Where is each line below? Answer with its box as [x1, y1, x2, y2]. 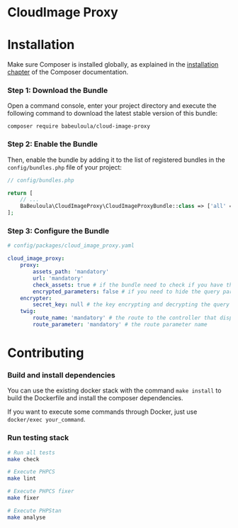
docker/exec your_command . [7, 415, 86, 424]
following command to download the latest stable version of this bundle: [7, 109, 218, 118]
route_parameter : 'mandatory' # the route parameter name [33, 321, 208, 329]
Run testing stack [7, 433, 69, 443]
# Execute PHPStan [7, 507, 62, 515]
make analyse [7, 514, 46, 521]
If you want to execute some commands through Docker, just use [7, 407, 198, 416]
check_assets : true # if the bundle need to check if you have [33, 281, 223, 288]
